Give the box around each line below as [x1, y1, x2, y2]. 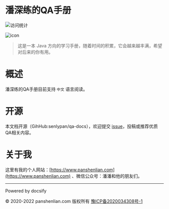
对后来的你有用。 [17, 49, 53, 55]
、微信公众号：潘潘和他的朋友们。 [71, 173, 142, 179]
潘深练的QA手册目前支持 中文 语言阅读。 [5, 86, 88, 92]
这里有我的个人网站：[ [5, 167, 51, 173]
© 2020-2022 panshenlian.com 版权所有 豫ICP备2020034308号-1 [5, 198, 143, 204]
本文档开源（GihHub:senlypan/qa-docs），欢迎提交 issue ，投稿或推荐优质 [5, 123, 158, 129]
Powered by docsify [5, 187, 47, 194]
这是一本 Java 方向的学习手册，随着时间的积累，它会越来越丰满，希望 [17, 42, 162, 48]
